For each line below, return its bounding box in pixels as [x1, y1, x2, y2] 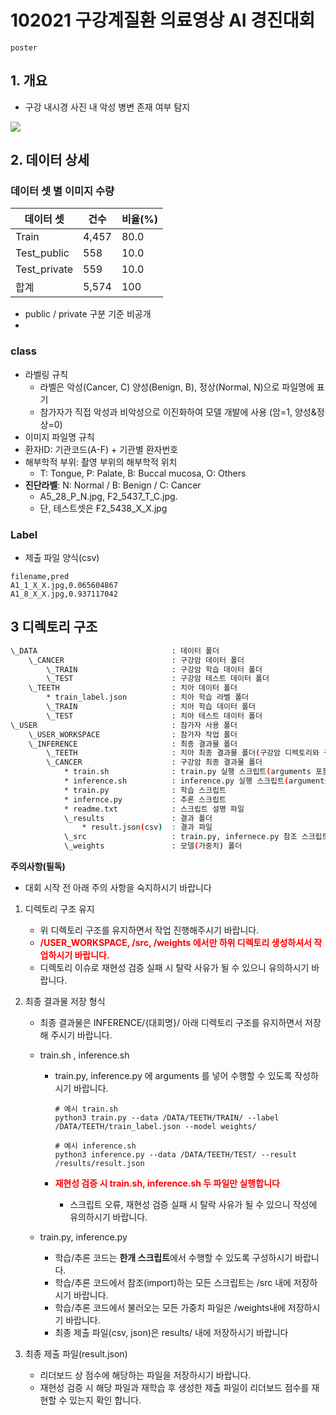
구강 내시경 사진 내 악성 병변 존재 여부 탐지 [24, 101, 191, 113]
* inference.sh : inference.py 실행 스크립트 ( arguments [63, 776, 330, 786]
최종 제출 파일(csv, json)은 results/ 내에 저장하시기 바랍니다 [54, 1327, 289, 1339]
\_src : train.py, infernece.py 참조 [63, 832, 298, 842]
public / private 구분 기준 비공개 [24, 308, 152, 320]
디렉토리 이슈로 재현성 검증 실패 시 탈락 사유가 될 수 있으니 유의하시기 [39, 962, 310, 974]
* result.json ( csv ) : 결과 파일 [81, 822, 213, 833]
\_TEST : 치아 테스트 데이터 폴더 [46, 711, 263, 721]
